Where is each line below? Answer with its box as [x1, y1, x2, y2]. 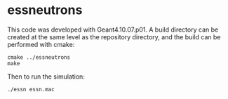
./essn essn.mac [7, 86, 55, 93]
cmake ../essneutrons [7, 53, 71, 61]
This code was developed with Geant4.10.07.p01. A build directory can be [7, 25, 219, 34]
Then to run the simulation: [7, 72, 86, 81]
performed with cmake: [7, 40, 75, 48]
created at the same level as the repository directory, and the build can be [7, 32, 221, 41]
